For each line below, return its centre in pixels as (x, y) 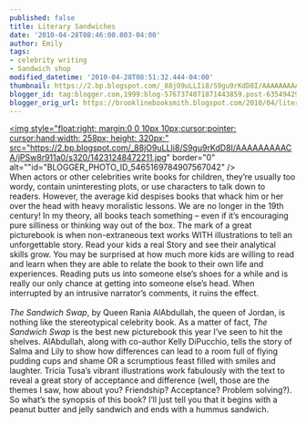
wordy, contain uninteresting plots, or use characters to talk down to (138, 187)
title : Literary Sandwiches (63, 26)
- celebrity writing (49, 60)
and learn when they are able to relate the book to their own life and (137, 264)
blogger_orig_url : (44, 103)
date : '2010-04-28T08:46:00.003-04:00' (85, 35)
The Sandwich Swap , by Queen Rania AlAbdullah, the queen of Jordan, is (147, 313)
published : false (42, 18)
